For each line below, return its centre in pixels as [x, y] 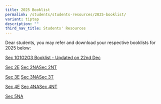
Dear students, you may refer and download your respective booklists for [80, 42]
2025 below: [18, 48]
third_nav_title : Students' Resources [45, 28]
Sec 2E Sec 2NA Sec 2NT [31, 67]
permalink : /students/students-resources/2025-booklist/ [66, 14]
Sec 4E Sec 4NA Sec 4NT [31, 87]
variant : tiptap [22, 19]
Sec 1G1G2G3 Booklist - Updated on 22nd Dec [53, 57]
